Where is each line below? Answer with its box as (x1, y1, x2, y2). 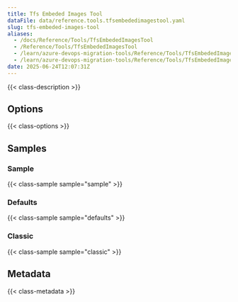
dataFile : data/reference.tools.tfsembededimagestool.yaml (7, 17, 186, 24)
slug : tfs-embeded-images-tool (7, 23, 100, 30)
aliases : (7, 30, 33, 38)
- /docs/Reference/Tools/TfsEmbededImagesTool (13, 37, 154, 44)
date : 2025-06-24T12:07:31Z (7, 63, 91, 70)
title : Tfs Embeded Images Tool (7, 10, 103, 18)
